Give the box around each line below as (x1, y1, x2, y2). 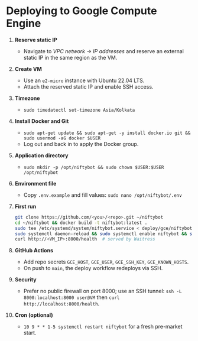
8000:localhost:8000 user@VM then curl (23, 294, 120, 301)
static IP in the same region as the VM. (23, 54, 118, 61)
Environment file (14, 180, 57, 187)
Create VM (14, 65, 43, 72)
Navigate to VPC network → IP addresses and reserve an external (23, 47, 184, 54)
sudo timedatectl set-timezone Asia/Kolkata (23, 107, 135, 113)
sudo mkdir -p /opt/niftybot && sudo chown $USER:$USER (23, 164, 164, 170)
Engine (6, 17, 41, 30)
